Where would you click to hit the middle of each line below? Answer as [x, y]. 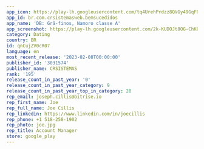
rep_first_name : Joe [32, 102]
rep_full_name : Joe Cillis [40, 108]
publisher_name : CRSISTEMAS [42, 68]
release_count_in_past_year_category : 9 [58, 86]
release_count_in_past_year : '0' [49, 80]
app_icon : [19, 12]
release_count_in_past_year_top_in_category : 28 [69, 91]
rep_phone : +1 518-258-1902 [42, 119]
